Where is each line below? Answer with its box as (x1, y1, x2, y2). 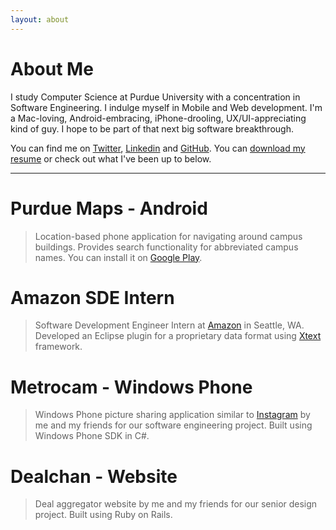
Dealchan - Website (10, 465, 178, 488)
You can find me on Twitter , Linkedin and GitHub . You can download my (10, 142, 306, 154)
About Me (10, 57, 94, 80)
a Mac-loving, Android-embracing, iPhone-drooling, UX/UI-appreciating (10, 112, 307, 124)
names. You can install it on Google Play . (34, 251, 203, 263)
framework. (34, 341, 83, 353)
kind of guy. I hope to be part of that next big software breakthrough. (10, 122, 294, 135)
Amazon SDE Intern (10, 286, 175, 309)
